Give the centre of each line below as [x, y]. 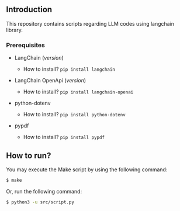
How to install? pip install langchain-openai [78, 92]
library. [15, 30]
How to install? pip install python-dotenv [74, 115]
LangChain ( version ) [39, 58]
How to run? [29, 155]
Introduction [29, 10]
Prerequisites [25, 45]
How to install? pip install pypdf [64, 137]
